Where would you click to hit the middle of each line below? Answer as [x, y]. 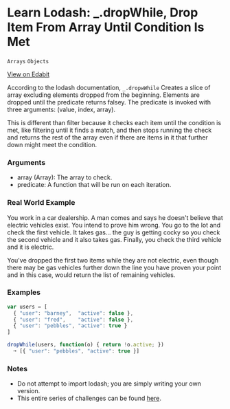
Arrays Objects [28, 61]
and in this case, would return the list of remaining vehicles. [91, 275]
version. [28, 391]
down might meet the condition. [52, 144]
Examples [24, 292]
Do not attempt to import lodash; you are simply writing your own [109, 384]
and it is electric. [31, 247]
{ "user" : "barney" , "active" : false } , [73, 313]
